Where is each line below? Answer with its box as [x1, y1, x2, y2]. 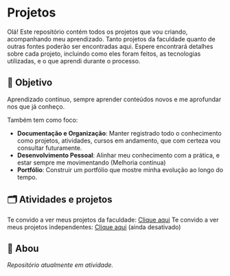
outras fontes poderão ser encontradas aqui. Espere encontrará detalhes [7, 42, 214, 50]
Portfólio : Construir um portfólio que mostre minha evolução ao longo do [16, 165, 224, 173]
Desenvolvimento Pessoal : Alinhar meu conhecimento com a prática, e [16, 151, 220, 159]
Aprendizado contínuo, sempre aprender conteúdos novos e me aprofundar [7, 95, 222, 103]
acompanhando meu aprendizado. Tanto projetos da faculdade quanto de [7, 34, 216, 43]
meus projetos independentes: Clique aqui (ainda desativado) [7, 222, 181, 231]
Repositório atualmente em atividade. [7, 261, 114, 269]
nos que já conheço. [7, 102, 65, 111]
